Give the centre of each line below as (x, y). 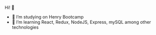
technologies (25, 27)
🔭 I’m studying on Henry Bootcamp (48, 17)
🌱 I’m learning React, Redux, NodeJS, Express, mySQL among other (81, 22)
